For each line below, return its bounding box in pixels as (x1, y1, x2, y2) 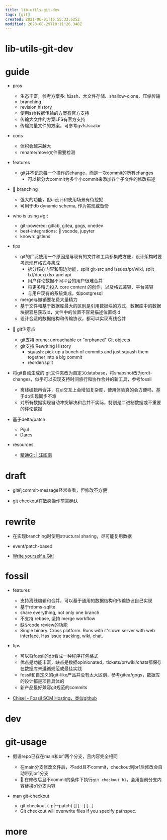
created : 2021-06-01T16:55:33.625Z (5, 17, 80, 22)
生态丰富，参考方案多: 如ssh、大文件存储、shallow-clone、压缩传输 (20, 93, 161, 99)
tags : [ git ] (5, 12, 30, 17)
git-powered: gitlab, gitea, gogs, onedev (20, 222, 104, 229)
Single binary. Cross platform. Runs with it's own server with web (20, 628, 155, 634)
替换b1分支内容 (24, 783, 56, 789)
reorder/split (27, 359, 53, 365)
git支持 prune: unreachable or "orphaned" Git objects (20, 337, 131, 343)
